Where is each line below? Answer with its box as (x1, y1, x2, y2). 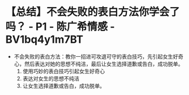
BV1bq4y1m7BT (5, 33, 84, 46)
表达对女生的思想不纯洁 (22, 74, 80, 82)
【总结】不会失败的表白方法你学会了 (5, 5, 180, 19)
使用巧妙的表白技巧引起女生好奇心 (22, 67, 105, 74)
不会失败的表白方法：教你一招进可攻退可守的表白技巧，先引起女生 (13, 53, 173, 60)
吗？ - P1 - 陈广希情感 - (5, 20, 115, 33)
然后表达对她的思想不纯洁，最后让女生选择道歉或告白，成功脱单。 (24, 60, 184, 67)
